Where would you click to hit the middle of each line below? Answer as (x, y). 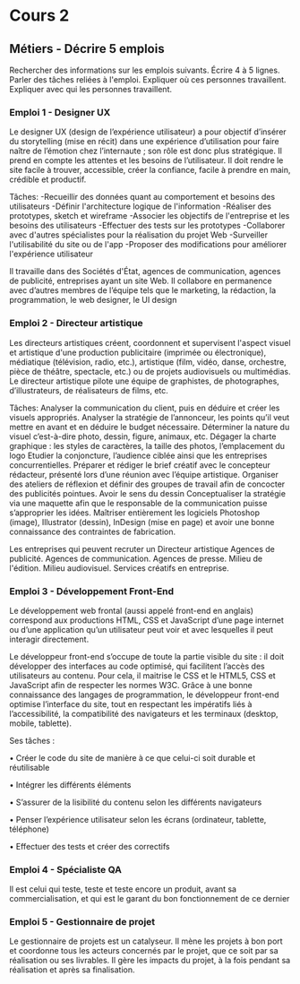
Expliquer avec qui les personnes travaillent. (91, 89)
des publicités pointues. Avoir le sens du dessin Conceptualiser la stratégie (148, 493)
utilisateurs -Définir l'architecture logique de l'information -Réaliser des (140, 206)
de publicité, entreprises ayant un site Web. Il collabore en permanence (141, 281)
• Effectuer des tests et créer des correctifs (90, 846)
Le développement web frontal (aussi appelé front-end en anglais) (131, 610)
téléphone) (29, 829)
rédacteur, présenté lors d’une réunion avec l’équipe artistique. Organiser (144, 474)
